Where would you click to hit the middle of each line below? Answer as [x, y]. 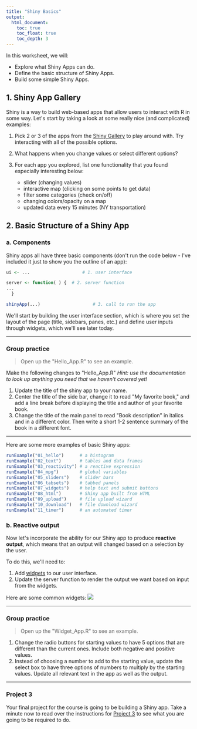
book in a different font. [43, 428]
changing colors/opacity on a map [65, 201]
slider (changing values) [52, 182]
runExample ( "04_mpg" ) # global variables [67, 472]
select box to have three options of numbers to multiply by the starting [99, 667]
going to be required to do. [38, 720]
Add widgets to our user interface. [56, 573]
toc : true [29, 28]
